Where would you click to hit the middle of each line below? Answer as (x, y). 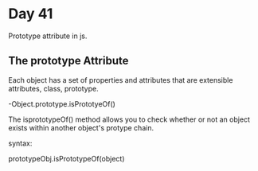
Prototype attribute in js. (48, 36)
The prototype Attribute (68, 61)
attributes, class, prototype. (53, 88)
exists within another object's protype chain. (81, 127)
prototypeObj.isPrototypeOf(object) (66, 158)
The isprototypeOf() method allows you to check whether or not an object (129, 119)
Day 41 (31, 14)
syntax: (20, 143)
